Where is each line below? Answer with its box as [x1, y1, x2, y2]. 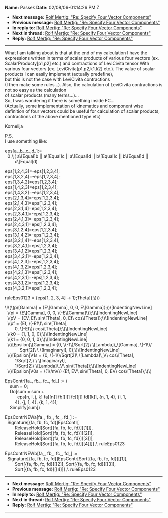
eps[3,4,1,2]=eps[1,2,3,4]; [5, 248, 58, 254]
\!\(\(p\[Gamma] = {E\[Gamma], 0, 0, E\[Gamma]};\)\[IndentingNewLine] [5, 305, 152, 310]
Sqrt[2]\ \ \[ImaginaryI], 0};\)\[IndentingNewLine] [19, 347, 120, 353]
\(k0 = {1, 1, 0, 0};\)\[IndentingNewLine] [7, 331, 88, 337]
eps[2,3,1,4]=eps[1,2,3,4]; [5, 205, 58, 211]
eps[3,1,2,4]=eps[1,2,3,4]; [5, 227, 58, 232]
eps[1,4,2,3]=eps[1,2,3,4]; [5, 184, 58, 190]
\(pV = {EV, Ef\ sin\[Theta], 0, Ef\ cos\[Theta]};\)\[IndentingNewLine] [7, 315, 147, 321]
